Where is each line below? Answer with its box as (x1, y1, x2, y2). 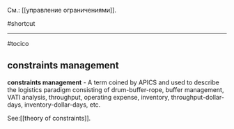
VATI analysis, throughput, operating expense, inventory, (7, 93, 170, 101)
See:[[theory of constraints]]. (7, 114, 91, 122)
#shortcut (7, 20, 36, 27)
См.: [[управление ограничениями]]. (7, 6, 117, 14)
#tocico (7, 40, 29, 47)
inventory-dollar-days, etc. (24, 100, 101, 109)
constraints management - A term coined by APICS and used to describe (7, 78, 219, 86)
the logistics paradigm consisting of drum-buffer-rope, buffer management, (7, 85, 224, 93)
